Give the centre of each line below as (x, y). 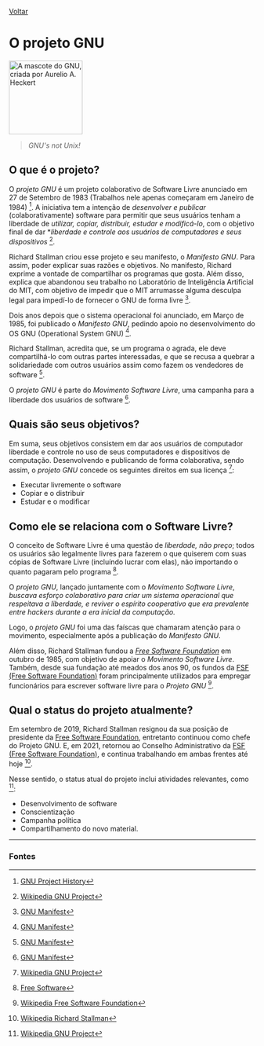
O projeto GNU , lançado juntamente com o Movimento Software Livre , (122, 587)
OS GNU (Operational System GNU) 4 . (70, 332)
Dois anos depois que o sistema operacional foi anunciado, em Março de (127, 315)
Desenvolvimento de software (69, 804)
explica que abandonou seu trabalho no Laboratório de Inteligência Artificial (131, 282)
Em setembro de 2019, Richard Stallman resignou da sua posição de (119, 729)
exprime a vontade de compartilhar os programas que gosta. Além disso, (127, 273)
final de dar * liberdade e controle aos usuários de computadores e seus (125, 232)
